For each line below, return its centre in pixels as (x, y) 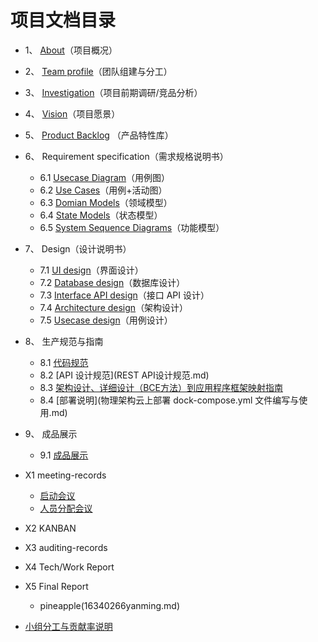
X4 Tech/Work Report (69, 567)
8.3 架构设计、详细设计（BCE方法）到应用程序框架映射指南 (161, 387)
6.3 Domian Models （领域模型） (106, 202)
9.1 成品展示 (64, 455)
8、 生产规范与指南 (64, 341)
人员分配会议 (66, 508)
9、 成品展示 (51, 433)
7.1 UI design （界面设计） (91, 270)
